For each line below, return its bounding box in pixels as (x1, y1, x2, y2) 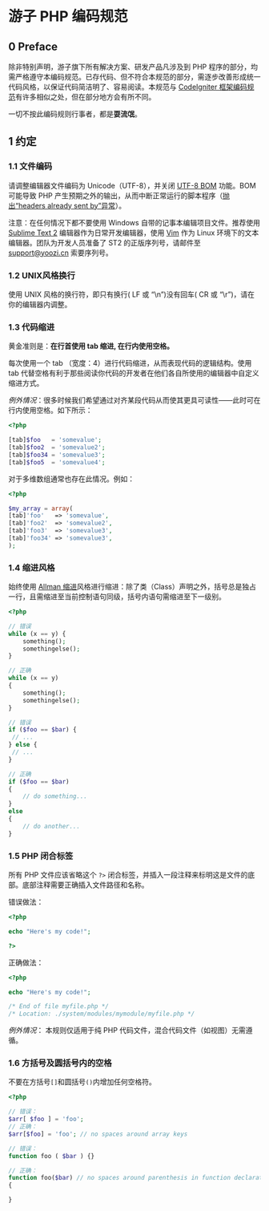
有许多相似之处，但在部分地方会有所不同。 (15, 92, 156, 101)
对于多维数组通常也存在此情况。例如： (8, 474, 134, 484)
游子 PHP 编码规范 (8, 7, 128, 26)
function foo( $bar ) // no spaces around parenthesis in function (8, 1174, 231, 1182)
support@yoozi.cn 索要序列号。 (8, 248, 114, 257)
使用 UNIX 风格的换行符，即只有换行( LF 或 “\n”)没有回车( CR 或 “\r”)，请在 (8, 290, 255, 299)
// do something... (22, 792, 88, 800)
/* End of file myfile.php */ (8, 1002, 110, 1011)
